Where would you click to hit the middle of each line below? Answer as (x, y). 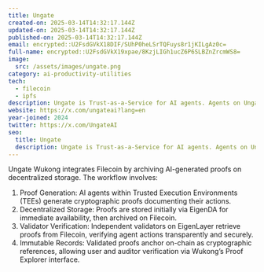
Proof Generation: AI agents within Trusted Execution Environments (128, 193)
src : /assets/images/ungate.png (68, 67)
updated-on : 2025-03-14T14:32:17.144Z (71, 30)
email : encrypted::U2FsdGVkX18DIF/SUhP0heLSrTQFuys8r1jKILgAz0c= (117, 45)
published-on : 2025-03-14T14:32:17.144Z (75, 37)
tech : (17, 81)
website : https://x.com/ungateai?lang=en (77, 111)
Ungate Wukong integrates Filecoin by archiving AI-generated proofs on (125, 169)
